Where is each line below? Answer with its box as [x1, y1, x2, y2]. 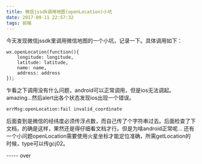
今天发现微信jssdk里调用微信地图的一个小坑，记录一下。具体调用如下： [6, 37, 183, 44]
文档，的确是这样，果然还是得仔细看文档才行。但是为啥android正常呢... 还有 [6, 125, 195, 132]
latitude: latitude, [17, 59, 69, 66]
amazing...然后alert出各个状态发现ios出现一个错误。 [6, 94, 135, 102]
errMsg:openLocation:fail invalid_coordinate [6, 106, 122, 112]
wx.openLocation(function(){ [6, 49, 79, 55]
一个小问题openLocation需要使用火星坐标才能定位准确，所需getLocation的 [6, 133, 191, 140]
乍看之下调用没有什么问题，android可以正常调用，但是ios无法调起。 [6, 87, 175, 94]
